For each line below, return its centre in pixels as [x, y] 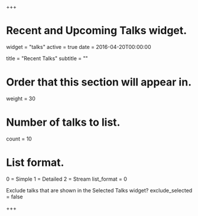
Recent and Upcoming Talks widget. [97, 31]
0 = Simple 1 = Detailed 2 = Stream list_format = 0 [66, 179]
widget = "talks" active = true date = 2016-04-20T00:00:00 [79, 47]
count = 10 [19, 139]
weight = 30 [21, 99]
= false [14, 197]
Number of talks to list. [63, 122]
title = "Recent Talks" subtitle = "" [47, 58]
